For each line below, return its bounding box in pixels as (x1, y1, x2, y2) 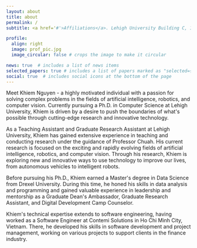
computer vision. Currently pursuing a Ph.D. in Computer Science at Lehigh (6, 102, 188, 109)
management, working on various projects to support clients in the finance (6, 229, 186, 236)
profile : (6, 36, 28, 42)
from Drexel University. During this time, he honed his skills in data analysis (6, 181, 188, 188)
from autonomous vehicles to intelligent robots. (6, 163, 120, 170)
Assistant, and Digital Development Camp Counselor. (6, 199, 134, 206)
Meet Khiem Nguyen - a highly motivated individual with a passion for (6, 89, 174, 97)
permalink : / (6, 19, 38, 25)
